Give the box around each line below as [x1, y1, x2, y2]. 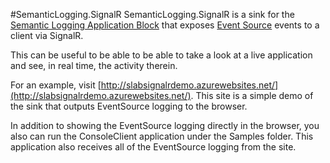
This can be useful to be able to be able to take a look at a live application [10, 49, 313, 61]
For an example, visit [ [10, 79, 102, 91]
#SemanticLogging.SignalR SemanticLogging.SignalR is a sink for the [10, 9, 295, 20]
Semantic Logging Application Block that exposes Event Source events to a [10, 19, 320, 31]
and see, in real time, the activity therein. [10, 60, 178, 71]
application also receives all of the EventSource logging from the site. [10, 141, 297, 153]
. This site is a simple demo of [190, 90, 314, 101]
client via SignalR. [10, 30, 84, 41]
